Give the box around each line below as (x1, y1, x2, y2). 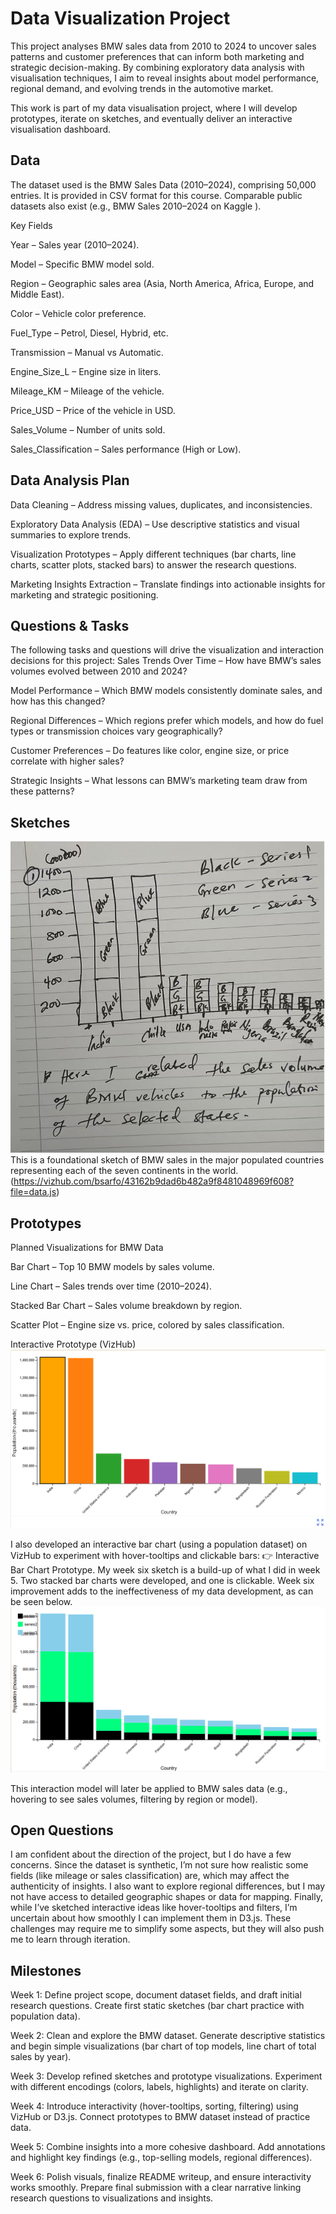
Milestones (10, 1962, 82, 1979)
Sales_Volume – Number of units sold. (10, 423, 166, 436)
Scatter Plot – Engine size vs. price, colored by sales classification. (10, 1319, 285, 1331)
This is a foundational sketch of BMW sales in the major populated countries (10, 1154, 325, 1166)
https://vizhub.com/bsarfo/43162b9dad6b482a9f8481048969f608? (13, 1175, 295, 1187)
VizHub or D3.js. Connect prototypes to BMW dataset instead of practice (10, 2111, 311, 2123)
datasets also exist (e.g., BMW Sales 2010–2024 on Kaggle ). (10, 200, 262, 212)
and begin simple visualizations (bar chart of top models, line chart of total (10, 2040, 317, 2052)
